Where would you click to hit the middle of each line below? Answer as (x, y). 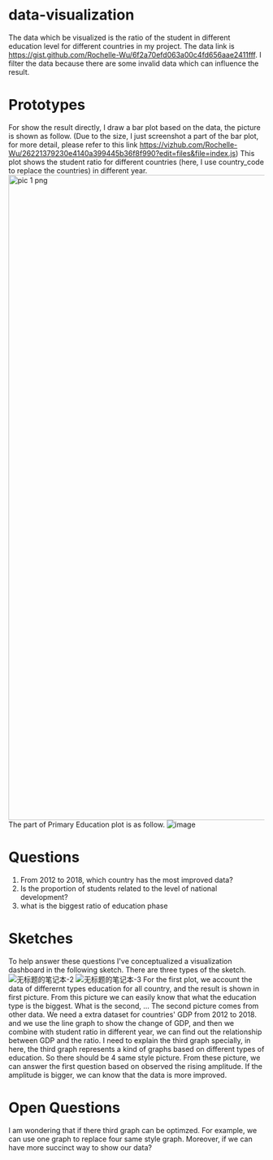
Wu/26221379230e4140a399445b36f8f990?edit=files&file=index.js (122, 153)
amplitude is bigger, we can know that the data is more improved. (118, 1075)
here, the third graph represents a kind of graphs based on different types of (136, 1049)
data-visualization (71, 15)
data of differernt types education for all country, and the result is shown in (134, 988)
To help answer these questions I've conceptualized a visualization (120, 961)
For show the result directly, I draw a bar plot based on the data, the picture (135, 127)
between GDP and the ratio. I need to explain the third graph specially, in (130, 1040)
